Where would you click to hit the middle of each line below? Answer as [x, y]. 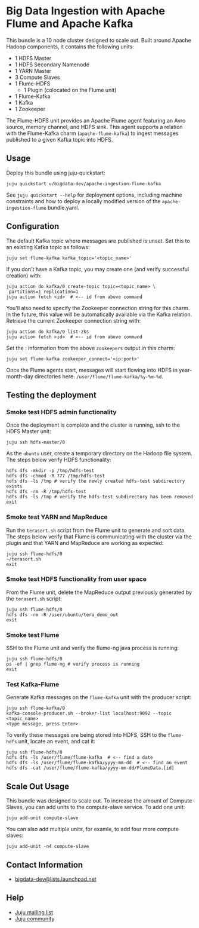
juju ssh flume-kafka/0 [36, 708]
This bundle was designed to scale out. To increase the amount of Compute [99, 801]
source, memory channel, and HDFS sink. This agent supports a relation [94, 127]
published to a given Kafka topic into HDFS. [60, 139]
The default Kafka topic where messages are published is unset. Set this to [98, 241]
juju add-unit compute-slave [42, 818]
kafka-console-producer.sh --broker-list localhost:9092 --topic [89, 713]
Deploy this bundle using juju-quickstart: [56, 173]
